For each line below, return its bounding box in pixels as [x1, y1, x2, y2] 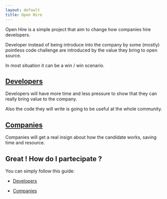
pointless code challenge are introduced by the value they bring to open [5, 47, 158, 53]
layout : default [5, 7, 40, 13]
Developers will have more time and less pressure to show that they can [5, 90, 157, 97]
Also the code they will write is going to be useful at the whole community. [5, 106, 162, 112]
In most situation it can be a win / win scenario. [5, 62, 105, 68]
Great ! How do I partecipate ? [5, 154, 102, 163]
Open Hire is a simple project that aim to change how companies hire [5, 26, 151, 32]
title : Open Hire [5, 12, 43, 17]
